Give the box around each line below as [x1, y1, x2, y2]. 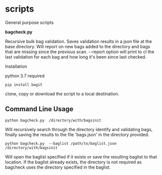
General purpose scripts [5, 19, 54, 25]
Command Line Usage [5, 105, 74, 113]
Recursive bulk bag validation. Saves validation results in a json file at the [5, 38, 152, 44]
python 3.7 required [5, 73, 45, 78]
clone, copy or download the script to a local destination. [5, 91, 120, 97]
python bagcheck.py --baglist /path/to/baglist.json [5, 141, 117, 146]
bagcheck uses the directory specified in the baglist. [5, 164, 111, 170]
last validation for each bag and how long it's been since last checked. [5, 54, 146, 59]
